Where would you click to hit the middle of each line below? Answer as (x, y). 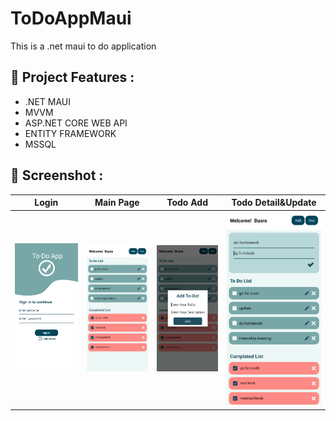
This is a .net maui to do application (83, 46)
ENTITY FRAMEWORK (70, 133)
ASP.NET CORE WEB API (76, 123)
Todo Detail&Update (274, 203)
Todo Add (187, 203)
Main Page (117, 203)
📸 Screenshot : (57, 175)
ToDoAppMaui (71, 18)
